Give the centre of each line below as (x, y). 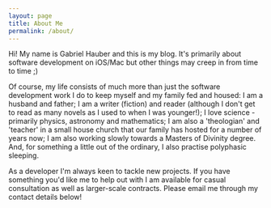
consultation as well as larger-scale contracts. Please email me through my (133, 189)
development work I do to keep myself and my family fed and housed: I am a (136, 96)
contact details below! (45, 197)
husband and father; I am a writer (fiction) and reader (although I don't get (132, 104)
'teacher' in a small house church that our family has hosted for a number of (135, 129)
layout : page (30, 16)
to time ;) (23, 71)
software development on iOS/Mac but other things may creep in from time (133, 62)
